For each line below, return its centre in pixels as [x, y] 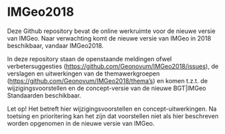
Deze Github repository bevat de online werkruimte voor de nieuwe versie [111, 31]
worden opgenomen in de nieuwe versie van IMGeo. [81, 123]
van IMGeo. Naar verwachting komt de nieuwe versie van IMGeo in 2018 [109, 38]
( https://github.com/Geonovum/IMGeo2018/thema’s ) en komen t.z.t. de [107, 80]
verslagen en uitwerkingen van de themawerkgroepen [83, 74]
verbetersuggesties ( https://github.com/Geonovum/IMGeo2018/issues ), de [113, 66]
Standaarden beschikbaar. [44, 95]
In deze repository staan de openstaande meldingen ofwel [90, 58]
